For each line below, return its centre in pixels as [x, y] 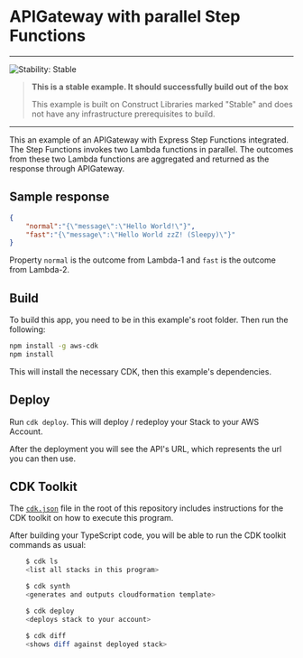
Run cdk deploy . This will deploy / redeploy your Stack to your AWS [134, 422]
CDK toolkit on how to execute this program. [92, 518]
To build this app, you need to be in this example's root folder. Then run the [149, 320]
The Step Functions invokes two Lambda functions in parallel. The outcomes [151, 149]
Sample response [60, 197]
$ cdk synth [48, 587]
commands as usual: [48, 545]
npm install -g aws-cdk [54, 346]
